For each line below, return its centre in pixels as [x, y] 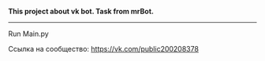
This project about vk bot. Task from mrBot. [81, 11]
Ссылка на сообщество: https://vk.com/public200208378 [104, 49]
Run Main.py [28, 34]
